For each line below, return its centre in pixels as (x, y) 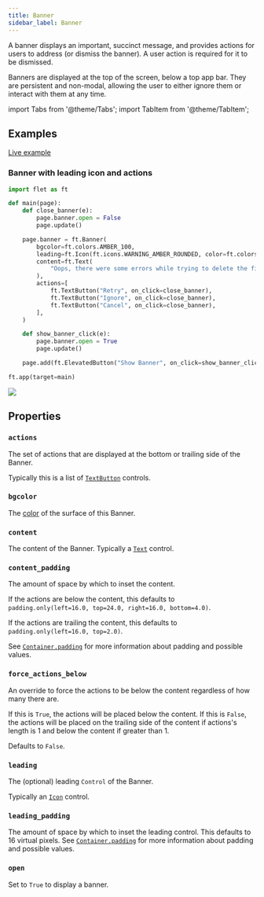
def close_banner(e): (57, 211)
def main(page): (35, 204)
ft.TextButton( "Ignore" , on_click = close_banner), (133, 298)
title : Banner (31, 15)
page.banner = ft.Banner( (65, 239)
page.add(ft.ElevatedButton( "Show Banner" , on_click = (112, 363)
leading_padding (39, 816)
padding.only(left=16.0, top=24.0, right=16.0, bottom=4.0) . (110, 608)
